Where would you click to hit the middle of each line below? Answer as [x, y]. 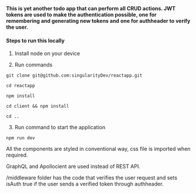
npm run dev [20, 138]
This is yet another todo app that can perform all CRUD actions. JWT [91, 8]
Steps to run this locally [35, 40]
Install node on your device [47, 54]
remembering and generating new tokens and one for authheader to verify [98, 21]
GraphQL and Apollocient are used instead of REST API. [73, 167]
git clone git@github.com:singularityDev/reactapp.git [74, 75]
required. [17, 155]
